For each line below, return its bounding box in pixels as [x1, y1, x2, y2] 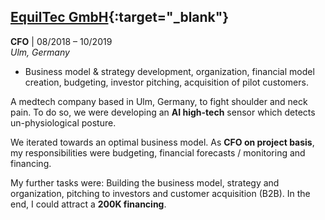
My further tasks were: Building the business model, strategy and [10, 176, 280, 189]
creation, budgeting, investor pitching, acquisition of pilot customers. [24, 76, 309, 88]
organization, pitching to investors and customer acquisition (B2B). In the [10, 187, 311, 199]
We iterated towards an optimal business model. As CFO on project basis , [10, 136, 315, 148]
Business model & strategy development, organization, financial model [24, 65, 315, 77]
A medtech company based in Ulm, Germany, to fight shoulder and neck [10, 95, 308, 107]
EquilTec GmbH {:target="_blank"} [10, 9, 230, 26]
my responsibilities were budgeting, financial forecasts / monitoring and [10, 146, 306, 159]
